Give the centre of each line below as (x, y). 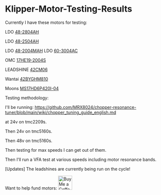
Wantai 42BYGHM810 (27, 79)
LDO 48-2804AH (22, 32)
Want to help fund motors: (31, 188)
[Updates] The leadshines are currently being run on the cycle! (68, 169)
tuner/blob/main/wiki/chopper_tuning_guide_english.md (61, 112)
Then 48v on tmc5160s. (29, 141)
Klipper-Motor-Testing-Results (69, 9)
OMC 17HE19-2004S (25, 60)
